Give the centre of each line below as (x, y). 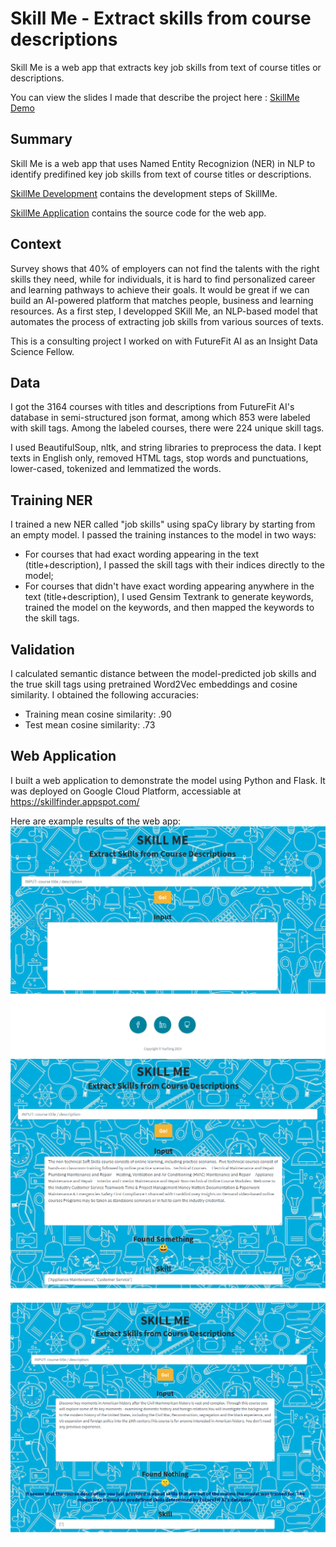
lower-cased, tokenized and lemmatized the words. (116, 469)
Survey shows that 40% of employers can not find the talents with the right (165, 268)
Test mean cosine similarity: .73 (90, 725)
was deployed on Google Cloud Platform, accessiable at (126, 791)
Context (36, 244)
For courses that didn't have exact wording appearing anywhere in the (169, 586)
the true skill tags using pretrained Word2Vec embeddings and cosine (154, 684)
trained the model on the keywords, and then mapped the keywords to (169, 608)
